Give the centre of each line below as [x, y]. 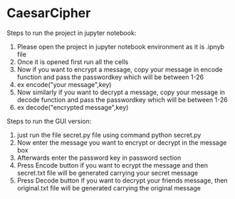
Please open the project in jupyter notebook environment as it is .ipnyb [121, 46]
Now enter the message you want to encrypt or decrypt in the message [122, 142]
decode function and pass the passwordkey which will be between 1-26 [122, 99]
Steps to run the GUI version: [49, 121]
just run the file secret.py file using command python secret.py [109, 135]
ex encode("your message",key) [64, 84]
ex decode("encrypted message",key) [73, 107]
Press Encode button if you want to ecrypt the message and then [112, 165]
